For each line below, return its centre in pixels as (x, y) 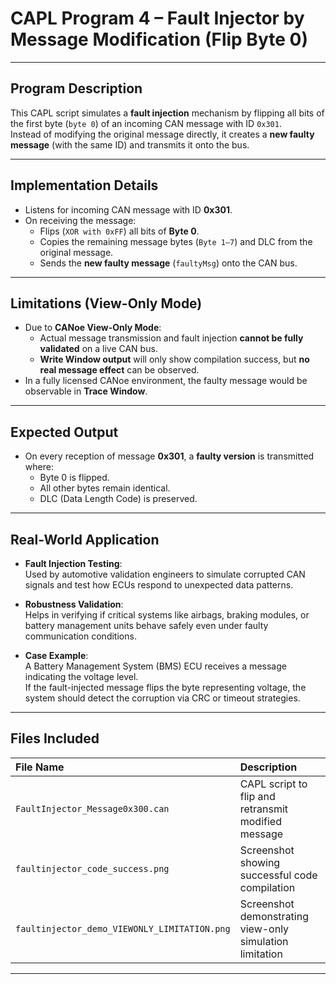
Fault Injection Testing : (73, 563)
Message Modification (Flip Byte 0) (159, 39)
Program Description (76, 88)
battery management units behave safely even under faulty (146, 625)
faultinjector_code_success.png (92, 868)
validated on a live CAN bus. (98, 349)
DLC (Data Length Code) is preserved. (118, 499)
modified (260, 821)
